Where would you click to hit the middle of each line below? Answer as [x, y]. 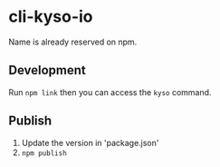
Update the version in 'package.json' [90, 142]
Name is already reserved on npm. [73, 42]
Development [48, 70]
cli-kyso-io [51, 17]
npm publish [44, 153]
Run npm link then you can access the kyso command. [110, 92]
